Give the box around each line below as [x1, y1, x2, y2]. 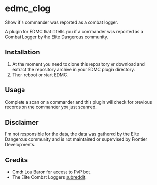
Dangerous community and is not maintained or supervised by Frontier [5, 136, 148, 142]
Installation [5, 48, 40, 56]
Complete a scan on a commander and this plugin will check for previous [5, 99, 152, 105]
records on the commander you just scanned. [5, 104, 97, 110]
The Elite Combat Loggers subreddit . [12, 174, 87, 180]
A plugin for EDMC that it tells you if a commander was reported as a [5, 28, 143, 34]
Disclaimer [5, 118, 39, 127]
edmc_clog [5, 3, 51, 14]
